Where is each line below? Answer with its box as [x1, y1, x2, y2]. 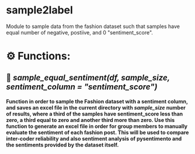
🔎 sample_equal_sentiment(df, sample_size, [6, 72, 170, 82]
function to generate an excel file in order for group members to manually [6, 123, 188, 130]
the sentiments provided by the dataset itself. [6, 141, 119, 149]
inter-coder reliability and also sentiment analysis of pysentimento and [6, 135, 182, 142]
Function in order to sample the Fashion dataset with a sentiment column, [6, 98, 188, 105]
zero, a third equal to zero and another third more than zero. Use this [6, 117, 175, 124]
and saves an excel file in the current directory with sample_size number [6, 104, 186, 111]
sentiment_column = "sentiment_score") [6, 82, 158, 92]
